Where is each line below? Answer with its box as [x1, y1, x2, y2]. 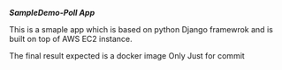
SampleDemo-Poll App [9, 8, 95, 17]
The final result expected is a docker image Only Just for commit [9, 51, 245, 60]
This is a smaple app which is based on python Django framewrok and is [9, 24, 274, 34]
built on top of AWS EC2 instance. [9, 34, 133, 44]
